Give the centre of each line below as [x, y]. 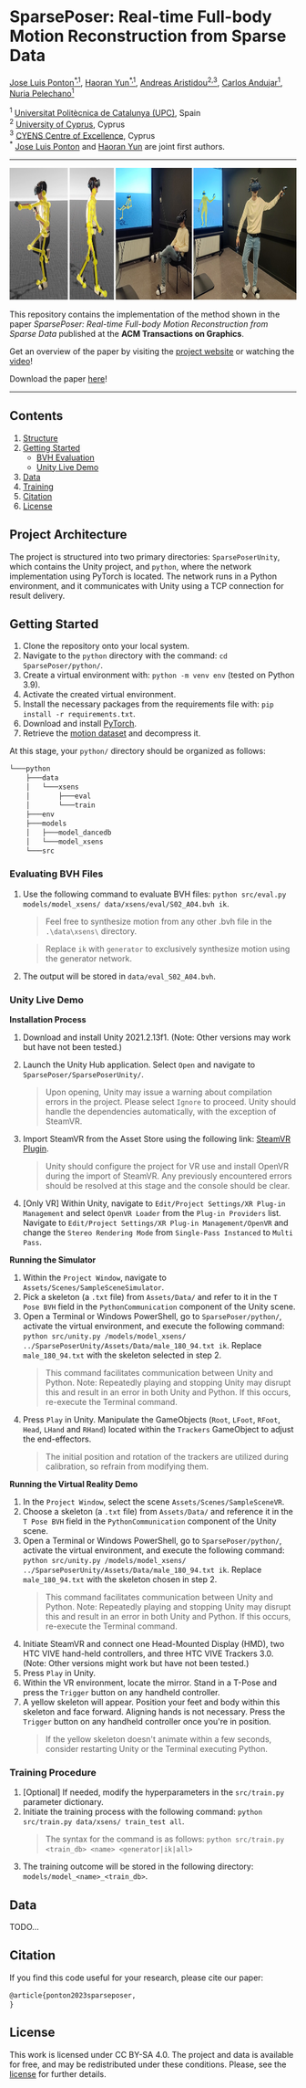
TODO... [24, 1927]
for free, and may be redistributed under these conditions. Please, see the [148, 2064]
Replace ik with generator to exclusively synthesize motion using [168, 949]
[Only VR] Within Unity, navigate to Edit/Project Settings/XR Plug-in [154, 1203]
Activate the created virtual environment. [99, 695]
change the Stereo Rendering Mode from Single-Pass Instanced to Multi [158, 1232]
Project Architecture [68, 535]
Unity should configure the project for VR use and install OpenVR [167, 1166]
